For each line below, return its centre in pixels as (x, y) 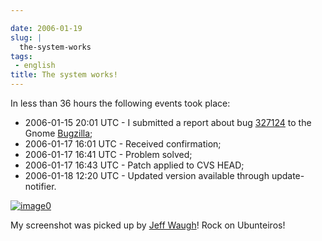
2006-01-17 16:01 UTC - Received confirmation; (123, 144)
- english (35, 66)
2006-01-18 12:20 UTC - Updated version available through (147, 175)
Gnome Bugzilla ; (58, 133)
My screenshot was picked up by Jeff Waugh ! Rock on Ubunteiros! (148, 225)
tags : (21, 56)
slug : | (26, 37)
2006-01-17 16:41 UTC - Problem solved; (108, 154)
